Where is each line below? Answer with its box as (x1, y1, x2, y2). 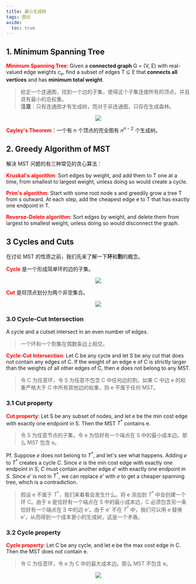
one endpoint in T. (6, 202, 50, 209)
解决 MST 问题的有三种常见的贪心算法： (6, 160, 102, 167)
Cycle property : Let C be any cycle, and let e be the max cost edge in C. (6, 541, 181, 549)
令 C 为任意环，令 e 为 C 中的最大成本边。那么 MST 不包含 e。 (20, 560, 171, 567)
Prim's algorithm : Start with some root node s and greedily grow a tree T (6, 190, 183, 197)
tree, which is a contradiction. (6, 479, 78, 486)
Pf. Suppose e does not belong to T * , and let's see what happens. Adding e (6, 451, 187, 459)
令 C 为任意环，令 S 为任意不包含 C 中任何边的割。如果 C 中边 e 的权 (20, 377, 186, 384)
